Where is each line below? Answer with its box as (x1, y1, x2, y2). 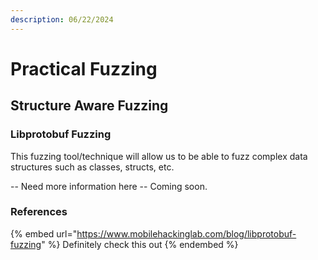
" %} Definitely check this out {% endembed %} (41, 238, 239, 250)
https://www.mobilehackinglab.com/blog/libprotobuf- (76, 227, 297, 240)
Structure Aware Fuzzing (10, 97, 169, 115)
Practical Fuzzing (10, 57, 158, 80)
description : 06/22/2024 (10, 14, 114, 25)
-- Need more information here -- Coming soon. (10, 180, 208, 192)
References (10, 205, 68, 219)
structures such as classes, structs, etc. (10, 161, 175, 173)
